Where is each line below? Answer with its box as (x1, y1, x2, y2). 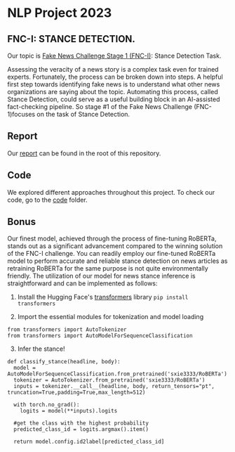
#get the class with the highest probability (13, 420, 149, 427)
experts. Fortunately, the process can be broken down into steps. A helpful (7, 72, 223, 81)
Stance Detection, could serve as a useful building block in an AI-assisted (7, 95, 220, 103)
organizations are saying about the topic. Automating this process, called (7, 88, 219, 96)
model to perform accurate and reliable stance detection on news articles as (7, 257, 228, 265)
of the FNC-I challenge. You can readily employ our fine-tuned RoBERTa (7, 250, 216, 258)
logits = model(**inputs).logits (20, 408, 118, 415)
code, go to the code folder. (7, 195, 88, 204)
